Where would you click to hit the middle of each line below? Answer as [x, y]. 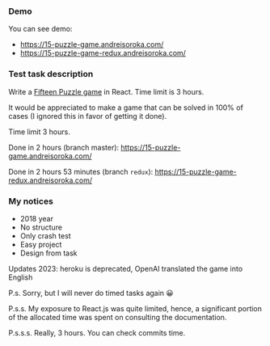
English [21, 277]
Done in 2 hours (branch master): [64, 147]
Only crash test [45, 235]
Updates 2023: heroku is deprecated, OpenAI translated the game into [126, 268]
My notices [31, 201]
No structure [41, 227]
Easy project [41, 244]
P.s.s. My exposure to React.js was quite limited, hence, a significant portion [135, 308]
